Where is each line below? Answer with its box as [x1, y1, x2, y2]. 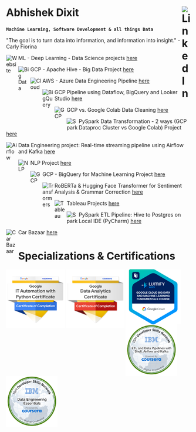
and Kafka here [18, 148, 56, 155]
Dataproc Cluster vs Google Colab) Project [79, 124, 182, 131]
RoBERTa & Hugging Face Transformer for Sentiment [55, 182, 182, 189]
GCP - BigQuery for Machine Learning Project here [42, 171, 165, 178]
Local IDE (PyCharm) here [79, 217, 142, 224]
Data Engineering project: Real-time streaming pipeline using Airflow [18, 141, 184, 148]
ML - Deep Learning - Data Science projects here [18, 54, 138, 61]
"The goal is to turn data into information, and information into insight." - [6, 36, 181, 44]
